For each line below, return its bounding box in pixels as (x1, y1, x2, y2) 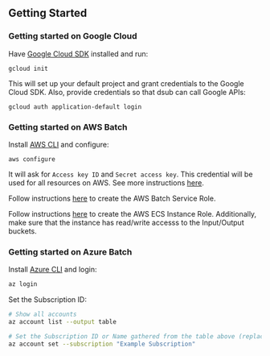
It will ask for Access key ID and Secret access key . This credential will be (8, 169, 253, 179)
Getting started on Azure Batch (8, 246, 133, 257)
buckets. (8, 226, 38, 236)
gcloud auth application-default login (8, 102, 142, 111)
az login (8, 280, 38, 288)
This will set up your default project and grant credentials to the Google (8, 78, 244, 88)
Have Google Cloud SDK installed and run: (8, 48, 149, 59)
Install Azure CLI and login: (8, 265, 98, 275)
